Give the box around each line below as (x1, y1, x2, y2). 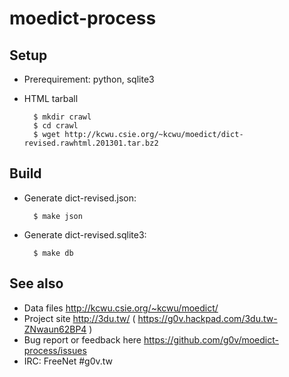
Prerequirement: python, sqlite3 (23, 73, 155, 85)
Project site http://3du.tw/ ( (23, 312, 136, 324)
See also (9, 275, 64, 292)
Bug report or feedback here (23, 333, 142, 346)
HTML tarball (23, 93, 79, 104)
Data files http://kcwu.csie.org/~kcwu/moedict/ (23, 302, 219, 314)
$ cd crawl (33, 121, 79, 131)
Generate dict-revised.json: (23, 192, 137, 204)
